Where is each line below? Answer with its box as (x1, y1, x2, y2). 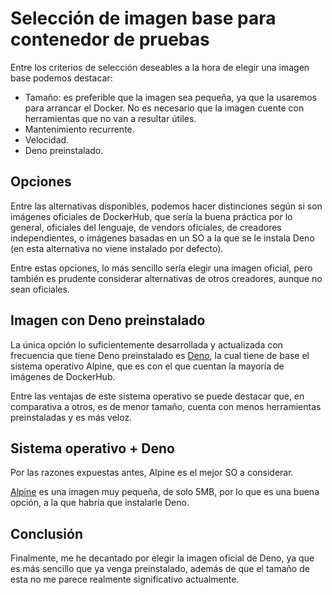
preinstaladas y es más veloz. (10, 411, 133, 423)
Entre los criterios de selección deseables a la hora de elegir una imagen (10, 61, 310, 73)
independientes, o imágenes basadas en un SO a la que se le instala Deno (10, 232, 315, 244)
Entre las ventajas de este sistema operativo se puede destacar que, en (10, 390, 305, 402)
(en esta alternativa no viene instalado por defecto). (10, 242, 224, 254)
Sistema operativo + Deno (10, 440, 175, 457)
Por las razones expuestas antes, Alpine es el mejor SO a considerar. (10, 467, 294, 479)
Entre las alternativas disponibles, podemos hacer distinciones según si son (10, 200, 323, 212)
